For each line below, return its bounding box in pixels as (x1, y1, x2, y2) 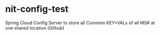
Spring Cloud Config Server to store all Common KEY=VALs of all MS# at (5, 20, 155, 26)
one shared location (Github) (5, 25, 65, 31)
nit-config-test (5, 3, 69, 15)
